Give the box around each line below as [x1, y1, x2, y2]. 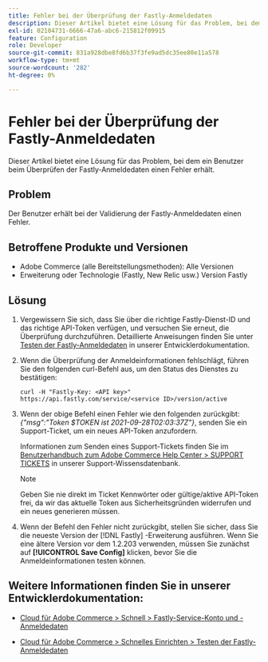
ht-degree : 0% [8, 71, 56, 79]
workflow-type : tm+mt [8, 57, 81, 65]
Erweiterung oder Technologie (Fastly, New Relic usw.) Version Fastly [19, 270, 248, 280]
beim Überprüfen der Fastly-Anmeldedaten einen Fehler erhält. [8, 165, 215, 174]
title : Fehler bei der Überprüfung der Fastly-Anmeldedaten [8, 11, 213, 20]
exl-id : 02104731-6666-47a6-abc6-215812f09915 [8, 26, 166, 34]
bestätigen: [19, 373, 57, 382]
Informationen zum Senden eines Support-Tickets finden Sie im [19, 441, 229, 451]
